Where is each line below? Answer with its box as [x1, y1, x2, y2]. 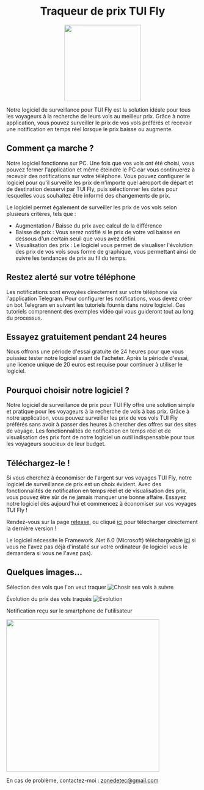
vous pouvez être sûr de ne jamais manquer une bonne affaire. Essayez [6, 494, 186, 501]
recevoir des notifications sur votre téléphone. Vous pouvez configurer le [6, 172, 191, 179]
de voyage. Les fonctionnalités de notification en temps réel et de [6, 427, 171, 434]
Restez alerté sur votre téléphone [6, 272, 136, 282]
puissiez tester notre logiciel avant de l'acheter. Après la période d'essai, [6, 354, 189, 362]
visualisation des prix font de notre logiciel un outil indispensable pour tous [6, 434, 195, 441]
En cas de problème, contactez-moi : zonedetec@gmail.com [6, 777, 159, 784]
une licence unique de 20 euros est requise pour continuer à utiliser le [6, 361, 183, 368]
